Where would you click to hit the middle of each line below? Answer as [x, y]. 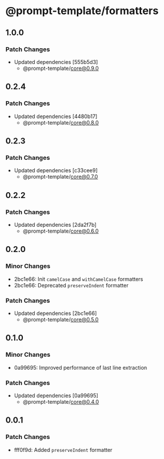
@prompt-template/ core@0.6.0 [61, 231]
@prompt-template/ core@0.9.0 [61, 68]
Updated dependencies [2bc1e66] [56, 313]
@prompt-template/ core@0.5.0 [61, 319]
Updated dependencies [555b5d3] [56, 62]
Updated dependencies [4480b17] [56, 116]
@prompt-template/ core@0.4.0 [61, 401]
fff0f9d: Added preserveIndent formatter [63, 450]
